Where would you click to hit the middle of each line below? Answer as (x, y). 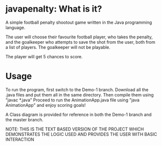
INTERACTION (20, 139)
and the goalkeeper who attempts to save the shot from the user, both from (80, 42)
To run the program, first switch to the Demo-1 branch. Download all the (77, 89)
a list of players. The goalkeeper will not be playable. (58, 47)
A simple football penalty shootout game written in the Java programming (79, 22)
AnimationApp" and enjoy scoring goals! (46, 105)
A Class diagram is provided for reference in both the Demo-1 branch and (79, 114)
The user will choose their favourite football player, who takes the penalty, (79, 37)
